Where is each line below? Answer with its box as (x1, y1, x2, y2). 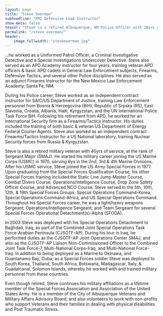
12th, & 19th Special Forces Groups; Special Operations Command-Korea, (5, 189, 152, 195)
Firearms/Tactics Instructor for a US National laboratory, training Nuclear (5, 133, 150, 139)
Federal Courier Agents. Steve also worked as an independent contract (5, 128, 147, 134)
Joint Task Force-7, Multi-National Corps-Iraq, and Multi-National (5, 245, 135, 251)
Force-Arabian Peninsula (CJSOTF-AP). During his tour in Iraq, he (5, 230, 136, 235)
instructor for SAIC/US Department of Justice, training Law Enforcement (5, 98, 149, 103)
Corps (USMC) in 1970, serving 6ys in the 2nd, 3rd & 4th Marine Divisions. (5, 158, 153, 164)
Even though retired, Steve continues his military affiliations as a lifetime (5, 280, 149, 286)
